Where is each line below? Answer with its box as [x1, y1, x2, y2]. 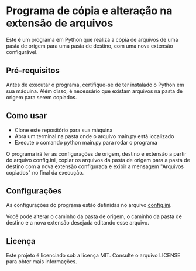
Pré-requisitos [6, 66, 60, 76]
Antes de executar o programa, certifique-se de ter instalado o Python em [6, 81, 184, 88]
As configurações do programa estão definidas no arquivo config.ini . [6, 202, 172, 209]
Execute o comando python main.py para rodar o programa [14, 139, 158, 146]
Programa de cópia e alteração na [6, 4, 173, 18]
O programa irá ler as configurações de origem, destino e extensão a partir [6, 150, 187, 157]
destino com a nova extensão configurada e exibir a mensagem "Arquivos [6, 163, 184, 170]
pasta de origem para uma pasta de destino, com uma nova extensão [6, 42, 174, 49]
